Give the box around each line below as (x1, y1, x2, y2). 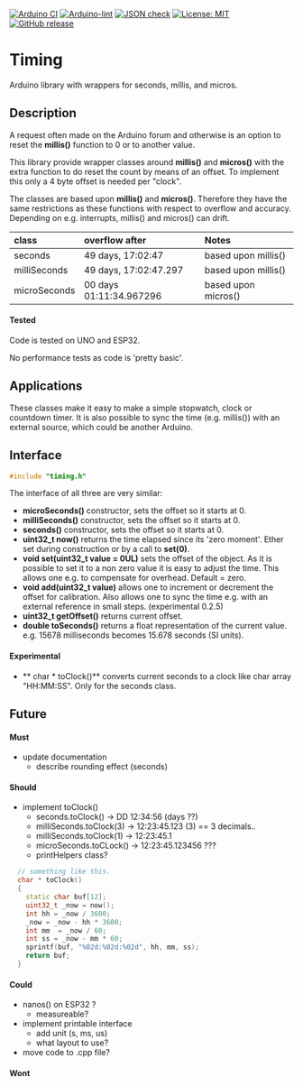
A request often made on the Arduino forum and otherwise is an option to (9, 129, 281, 140)
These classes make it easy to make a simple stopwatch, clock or (9, 402, 252, 413)
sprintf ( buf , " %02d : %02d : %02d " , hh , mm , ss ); (25, 943, 200, 952)
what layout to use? (35, 1037, 109, 1048)
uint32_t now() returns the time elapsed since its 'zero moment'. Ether (22, 534, 284, 545)
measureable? (35, 1008, 89, 1019)
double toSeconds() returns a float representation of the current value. (22, 621, 288, 631)
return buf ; (25, 952, 70, 961)
